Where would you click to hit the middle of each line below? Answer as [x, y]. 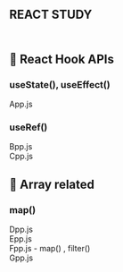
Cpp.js [21, 157]
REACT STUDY [51, 15]
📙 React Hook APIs [61, 59]
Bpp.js [21, 147]
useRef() [29, 127]
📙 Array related [52, 184]
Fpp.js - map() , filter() [50, 249]
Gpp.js [21, 258]
